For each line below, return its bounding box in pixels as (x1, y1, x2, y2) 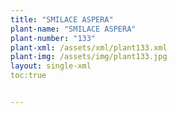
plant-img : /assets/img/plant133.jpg (10, 52, 168, 62)
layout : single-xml (10, 61, 92, 71)
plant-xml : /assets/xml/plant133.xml (10, 42, 168, 53)
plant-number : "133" (10, 33, 97, 43)
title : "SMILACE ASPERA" (10, 14, 114, 25)
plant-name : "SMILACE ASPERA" (10, 24, 137, 34)
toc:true (10, 71, 47, 81)
